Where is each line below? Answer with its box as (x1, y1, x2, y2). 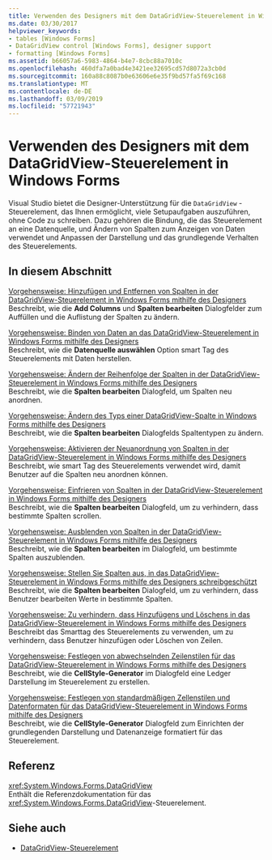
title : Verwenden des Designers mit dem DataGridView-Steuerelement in (8, 11, 255, 20)
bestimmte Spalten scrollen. (8, 511, 102, 521)
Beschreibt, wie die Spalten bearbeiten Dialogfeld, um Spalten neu (8, 386, 232, 396)
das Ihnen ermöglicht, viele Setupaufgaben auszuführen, (61, 207, 251, 217)
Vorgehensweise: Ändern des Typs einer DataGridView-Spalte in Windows (8, 411, 257, 420)
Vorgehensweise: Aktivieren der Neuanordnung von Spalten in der (8, 443, 229, 453)
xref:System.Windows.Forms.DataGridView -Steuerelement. (8, 798, 206, 807)
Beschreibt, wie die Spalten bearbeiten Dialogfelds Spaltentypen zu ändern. (8, 428, 264, 437)
